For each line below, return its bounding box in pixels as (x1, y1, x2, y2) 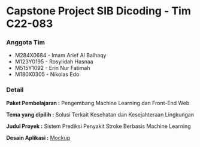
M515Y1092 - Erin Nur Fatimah (14, 65, 90, 72)
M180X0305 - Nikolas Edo (14, 71, 80, 78)
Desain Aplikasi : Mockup (6, 134, 71, 141)
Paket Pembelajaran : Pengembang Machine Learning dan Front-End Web (6, 99, 190, 106)
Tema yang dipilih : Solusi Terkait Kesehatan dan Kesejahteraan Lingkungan (6, 111, 195, 118)
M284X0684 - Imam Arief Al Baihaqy (14, 52, 107, 59)
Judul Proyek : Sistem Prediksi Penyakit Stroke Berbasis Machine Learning (6, 122, 191, 130)
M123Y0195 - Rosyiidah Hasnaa (14, 58, 94, 65)
